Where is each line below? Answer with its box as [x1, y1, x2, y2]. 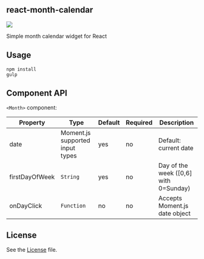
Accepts [158, 194, 182, 202]
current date [158, 144, 194, 153]
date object [158, 209, 191, 218]
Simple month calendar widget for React [6, 32, 107, 40]
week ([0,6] [158, 169, 192, 178]
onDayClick [9, 202, 42, 210]
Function [60, 202, 86, 209]
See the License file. [6, 246, 58, 254]
